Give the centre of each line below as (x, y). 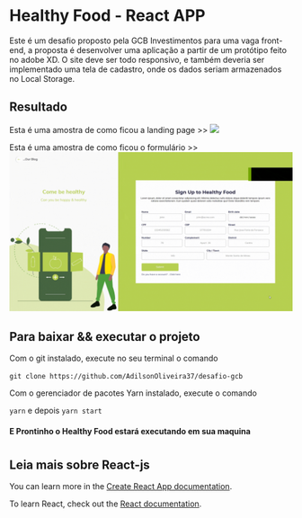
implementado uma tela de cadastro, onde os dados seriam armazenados (146, 69)
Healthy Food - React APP (107, 16)
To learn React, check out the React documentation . (106, 504)
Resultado (38, 107)
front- (272, 40)
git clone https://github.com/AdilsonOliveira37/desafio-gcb (126, 377)
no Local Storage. (42, 78)
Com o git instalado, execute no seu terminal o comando (114, 358)
